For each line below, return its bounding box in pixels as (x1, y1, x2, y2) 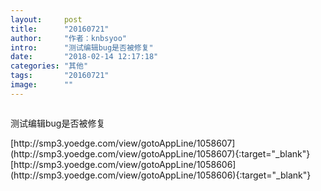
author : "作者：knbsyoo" (10, 33, 128, 43)
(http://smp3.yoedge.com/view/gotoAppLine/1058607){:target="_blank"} (10, 147, 311, 160)
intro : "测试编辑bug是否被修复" (10, 42, 154, 53)
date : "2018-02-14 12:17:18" (10, 52, 159, 62)
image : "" (10, 80, 74, 90)
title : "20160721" (10, 24, 110, 34)
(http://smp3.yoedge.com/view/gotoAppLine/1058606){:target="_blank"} (10, 169, 312, 181)
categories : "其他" (10, 61, 89, 71)
